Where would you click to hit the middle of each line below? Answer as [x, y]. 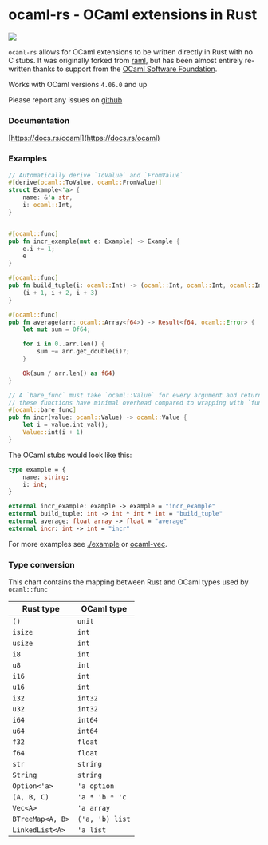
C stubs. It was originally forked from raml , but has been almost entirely [126, 60]
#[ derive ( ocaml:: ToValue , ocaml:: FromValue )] [85, 183]
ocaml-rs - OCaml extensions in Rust [133, 15]
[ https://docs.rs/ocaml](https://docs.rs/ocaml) [84, 138]
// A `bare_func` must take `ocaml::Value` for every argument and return [135, 395]
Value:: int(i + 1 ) [53, 432]
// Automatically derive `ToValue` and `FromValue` [96, 175]
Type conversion [41, 564]
